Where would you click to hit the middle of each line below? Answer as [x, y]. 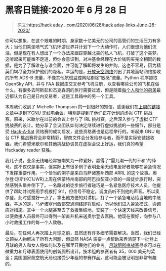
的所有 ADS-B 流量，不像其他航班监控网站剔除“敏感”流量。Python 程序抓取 [82, 78]
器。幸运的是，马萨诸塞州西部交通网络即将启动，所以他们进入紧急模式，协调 [83, 204]
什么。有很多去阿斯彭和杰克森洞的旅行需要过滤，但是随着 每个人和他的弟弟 [81, 90]
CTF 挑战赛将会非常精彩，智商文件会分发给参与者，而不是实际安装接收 [83, 137]
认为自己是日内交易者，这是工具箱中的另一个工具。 [65, 96]
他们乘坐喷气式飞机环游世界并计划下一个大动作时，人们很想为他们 [85, 46]
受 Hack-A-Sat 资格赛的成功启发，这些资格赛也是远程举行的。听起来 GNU [80, 131]
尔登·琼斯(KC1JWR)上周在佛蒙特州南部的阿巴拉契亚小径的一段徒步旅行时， [81, 179]
